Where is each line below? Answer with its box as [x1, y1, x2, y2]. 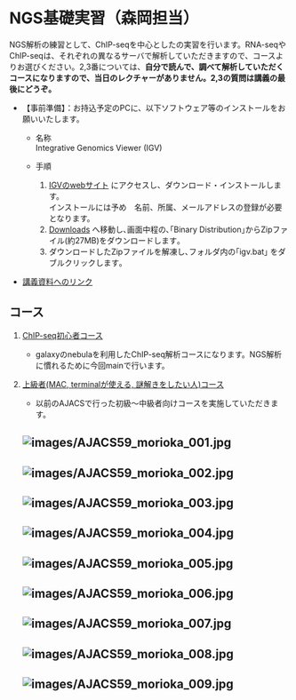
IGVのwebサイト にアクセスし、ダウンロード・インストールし [48, 179, 274, 190]
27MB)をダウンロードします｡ [75, 235, 181, 245]
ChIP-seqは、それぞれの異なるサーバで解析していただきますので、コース [9, 50, 276, 60]
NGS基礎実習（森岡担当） [9, 8, 199, 28]
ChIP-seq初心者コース [21, 330, 104, 340]
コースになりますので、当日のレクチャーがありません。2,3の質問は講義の [9, 72, 278, 83]
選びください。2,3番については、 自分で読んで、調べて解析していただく [24, 61, 284, 72]
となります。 [48, 212, 95, 223]
